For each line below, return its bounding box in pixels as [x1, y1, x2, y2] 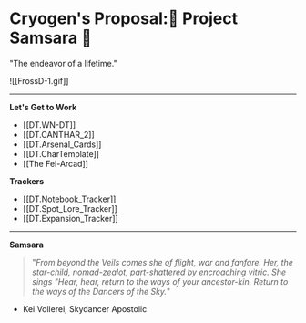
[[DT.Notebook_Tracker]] [22, 193, 117, 204]
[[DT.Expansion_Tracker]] [22, 213, 118, 224]
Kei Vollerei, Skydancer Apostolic [22, 303, 148, 314]
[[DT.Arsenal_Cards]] [22, 139, 102, 150]
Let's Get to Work [9, 101, 77, 112]
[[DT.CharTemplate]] [22, 148, 100, 159]
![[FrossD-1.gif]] [9, 75, 69, 86]
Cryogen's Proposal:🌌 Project [9, 8, 239, 29]
